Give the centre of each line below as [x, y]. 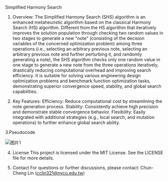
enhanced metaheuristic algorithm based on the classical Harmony [82, 22]
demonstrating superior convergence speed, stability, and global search [87, 86]
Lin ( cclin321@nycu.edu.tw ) [56, 173]
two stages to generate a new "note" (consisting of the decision [78, 38]
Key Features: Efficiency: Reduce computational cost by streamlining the [87, 101]
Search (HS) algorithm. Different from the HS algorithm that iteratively [84, 28]
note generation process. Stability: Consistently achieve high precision [85, 107]
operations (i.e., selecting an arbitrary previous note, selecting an [80, 49]
